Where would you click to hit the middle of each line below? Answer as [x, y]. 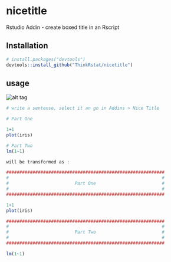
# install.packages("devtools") [46, 59]
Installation [27, 46]
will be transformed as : [38, 162]
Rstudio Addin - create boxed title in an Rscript [63, 27]
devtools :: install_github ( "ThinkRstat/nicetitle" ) [70, 65]
